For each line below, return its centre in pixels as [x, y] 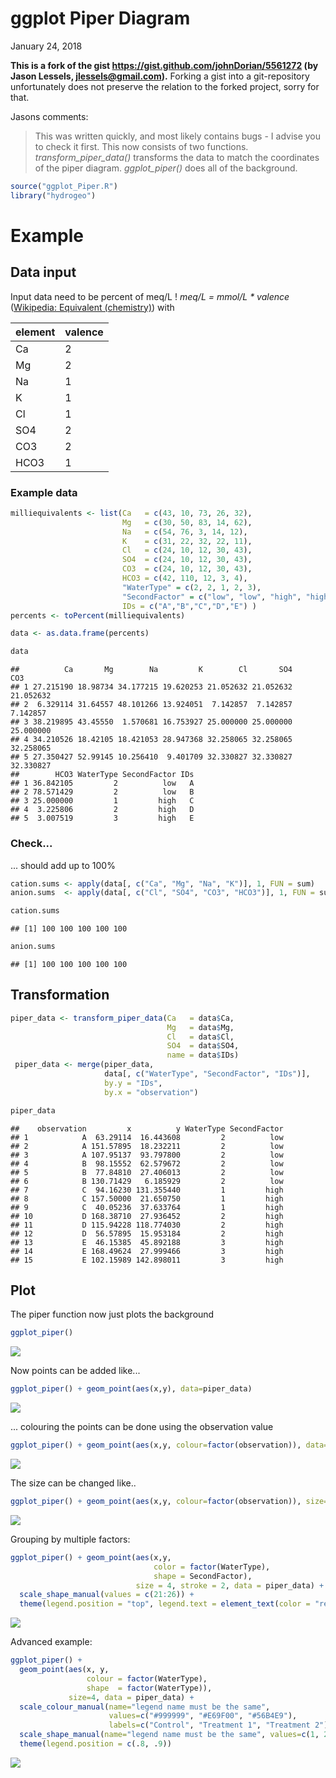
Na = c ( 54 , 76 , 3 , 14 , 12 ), [184, 532]
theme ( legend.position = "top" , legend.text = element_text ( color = [165, 1604]
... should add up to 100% [63, 865]
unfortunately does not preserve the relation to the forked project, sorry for [165, 86]
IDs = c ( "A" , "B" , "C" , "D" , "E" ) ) [189, 606]
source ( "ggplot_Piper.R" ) [64, 186]
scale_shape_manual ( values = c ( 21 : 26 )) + [107, 1595]
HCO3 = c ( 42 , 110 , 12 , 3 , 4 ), [184, 578]
